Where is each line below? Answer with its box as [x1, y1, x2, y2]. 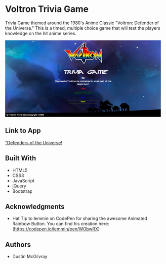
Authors [5, 240, 31, 249]
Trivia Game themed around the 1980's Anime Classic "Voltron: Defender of [5, 20, 159, 26]
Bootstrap [12, 188, 33, 194]
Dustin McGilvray [12, 254, 48, 260]
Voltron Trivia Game [5, 3, 89, 15]
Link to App [5, 127, 41, 135]
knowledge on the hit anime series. [5, 30, 77, 36]
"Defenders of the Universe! [5, 139, 63, 145]
